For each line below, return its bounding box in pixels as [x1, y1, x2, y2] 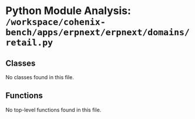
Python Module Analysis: [5, 4, 132, 18]
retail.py [5, 37, 53, 48]
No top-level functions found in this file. [5, 106, 102, 113]
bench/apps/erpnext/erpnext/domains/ [5, 27, 190, 38]
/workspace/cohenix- [5, 16, 106, 28]
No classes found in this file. [5, 74, 74, 80]
